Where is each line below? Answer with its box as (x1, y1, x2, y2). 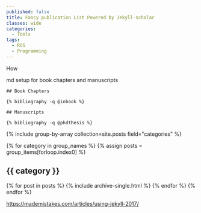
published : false (6, 8, 50, 15)
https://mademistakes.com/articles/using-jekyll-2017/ (6, 200, 140, 207)
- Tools (11, 31, 31, 37)
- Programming (11, 48, 47, 54)
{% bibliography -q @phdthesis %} (6, 119, 93, 126)
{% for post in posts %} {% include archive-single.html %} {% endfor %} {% (6, 182, 196, 189)
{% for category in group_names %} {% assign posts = (6, 142, 143, 149)
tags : (6, 37, 20, 43)
